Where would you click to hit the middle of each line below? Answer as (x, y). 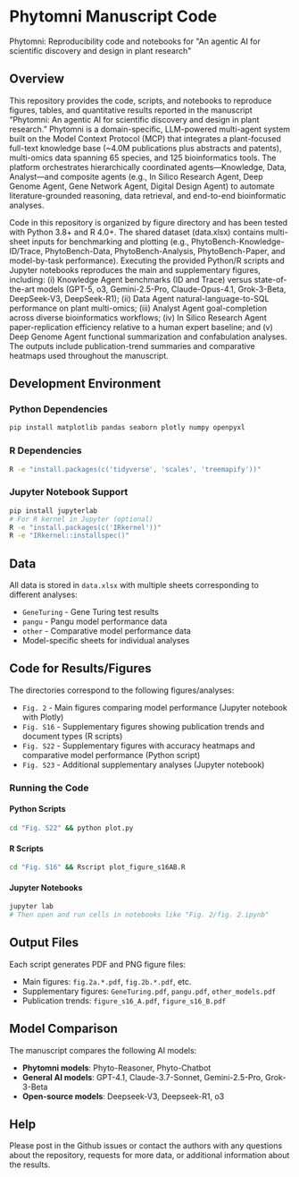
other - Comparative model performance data (107, 631)
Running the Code (49, 788)
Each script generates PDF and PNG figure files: (97, 964)
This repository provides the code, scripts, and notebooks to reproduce (141, 100)
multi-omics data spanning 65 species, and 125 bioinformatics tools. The (143, 158)
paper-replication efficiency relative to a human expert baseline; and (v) (141, 327)
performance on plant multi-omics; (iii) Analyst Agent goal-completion (138, 308)
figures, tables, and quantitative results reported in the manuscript (131, 110)
